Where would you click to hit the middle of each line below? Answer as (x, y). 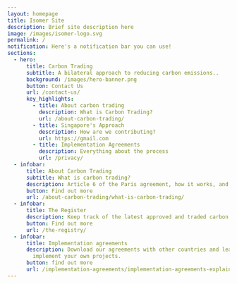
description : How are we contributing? (97, 132)
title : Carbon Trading (59, 66)
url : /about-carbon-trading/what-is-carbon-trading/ (105, 197)
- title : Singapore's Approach (79, 125)
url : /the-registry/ (56, 230)
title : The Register (56, 211)
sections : (22, 54)
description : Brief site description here (71, 27)
